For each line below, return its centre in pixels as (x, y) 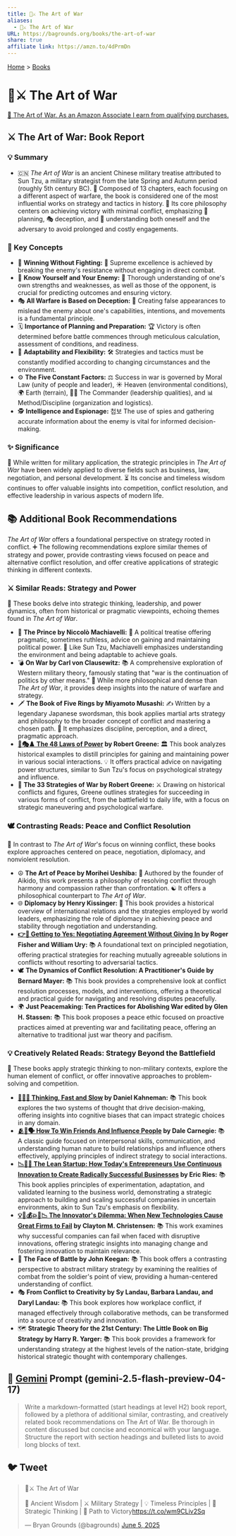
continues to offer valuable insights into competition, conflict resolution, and (118, 488)
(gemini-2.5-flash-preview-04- (155, 1379)
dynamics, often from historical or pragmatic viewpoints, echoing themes (113, 611)
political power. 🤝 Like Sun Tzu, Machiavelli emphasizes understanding (120, 647)
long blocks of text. (52, 1444)
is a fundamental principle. (56, 318)
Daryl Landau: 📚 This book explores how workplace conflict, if (110, 1303)
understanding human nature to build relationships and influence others (122, 1148)
